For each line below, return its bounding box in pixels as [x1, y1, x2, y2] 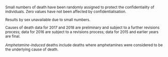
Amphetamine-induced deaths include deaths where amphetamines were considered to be [5, 42, 163, 48]
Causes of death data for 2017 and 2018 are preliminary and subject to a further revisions [5, 25, 160, 30]
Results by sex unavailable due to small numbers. [5, 17, 91, 22]
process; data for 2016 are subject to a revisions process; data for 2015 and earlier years [5, 29, 159, 34]
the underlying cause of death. [5, 47, 59, 52]
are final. [5, 34, 21, 39]
